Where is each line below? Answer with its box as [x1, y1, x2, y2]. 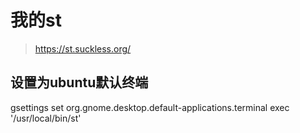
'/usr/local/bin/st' [10, 112, 82, 124]
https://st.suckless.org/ [34, 42, 132, 55]
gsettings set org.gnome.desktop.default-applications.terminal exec [10, 101, 290, 113]
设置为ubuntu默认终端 [10, 74, 149, 91]
